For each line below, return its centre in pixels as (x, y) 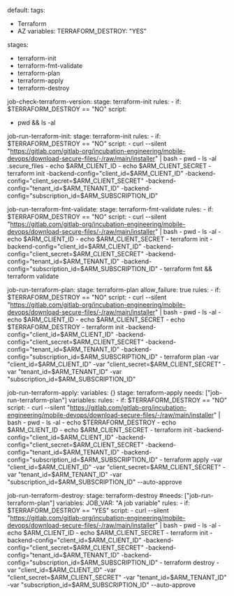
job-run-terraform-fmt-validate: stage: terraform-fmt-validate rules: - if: (110, 209)
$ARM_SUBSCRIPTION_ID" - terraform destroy (147, 562)
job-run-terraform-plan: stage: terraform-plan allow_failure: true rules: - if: (114, 290)
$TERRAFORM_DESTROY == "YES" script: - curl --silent (88, 510)
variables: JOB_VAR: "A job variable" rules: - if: (123, 503)
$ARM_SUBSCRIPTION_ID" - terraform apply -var (151, 459)
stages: (18, 44)
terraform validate (33, 276)
